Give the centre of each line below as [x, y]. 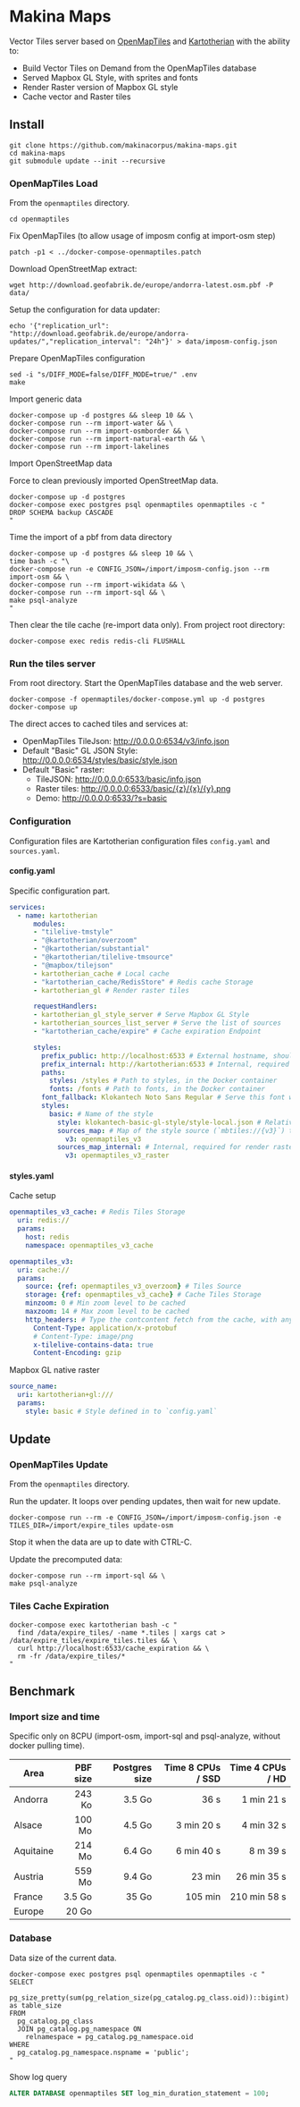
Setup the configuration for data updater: [85, 309]
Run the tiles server [53, 664]
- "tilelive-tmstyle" [73, 932]
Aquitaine [34, 1851]
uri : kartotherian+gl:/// [66, 1395]
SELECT [21, 1982]
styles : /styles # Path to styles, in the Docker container [163, 1081]
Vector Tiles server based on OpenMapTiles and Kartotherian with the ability [150, 41]
